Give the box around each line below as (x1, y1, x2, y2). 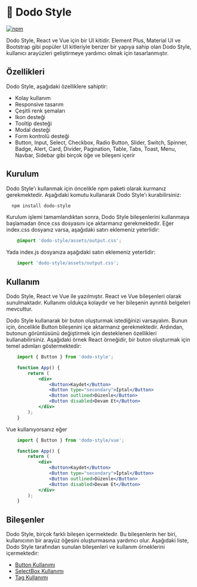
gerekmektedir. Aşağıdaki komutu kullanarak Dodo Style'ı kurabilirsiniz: (6, 191, 181, 198)
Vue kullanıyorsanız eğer (6, 425, 68, 433)
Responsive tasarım (14, 101, 64, 108)
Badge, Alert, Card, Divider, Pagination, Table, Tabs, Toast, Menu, (14, 145, 177, 152)
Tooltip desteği (14, 120, 52, 127)
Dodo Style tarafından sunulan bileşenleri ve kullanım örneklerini (6, 543, 165, 550)
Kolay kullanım (14, 94, 51, 101)
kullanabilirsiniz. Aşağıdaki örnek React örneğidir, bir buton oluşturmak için (6, 336, 190, 343)
